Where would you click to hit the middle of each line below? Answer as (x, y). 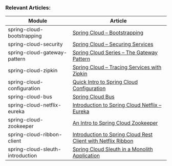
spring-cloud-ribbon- (35, 135)
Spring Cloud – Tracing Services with (117, 67)
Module (38, 21)
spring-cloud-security (35, 44)
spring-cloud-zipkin (33, 71)
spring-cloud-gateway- (38, 53)
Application (86, 156)
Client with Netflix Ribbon (103, 141)
